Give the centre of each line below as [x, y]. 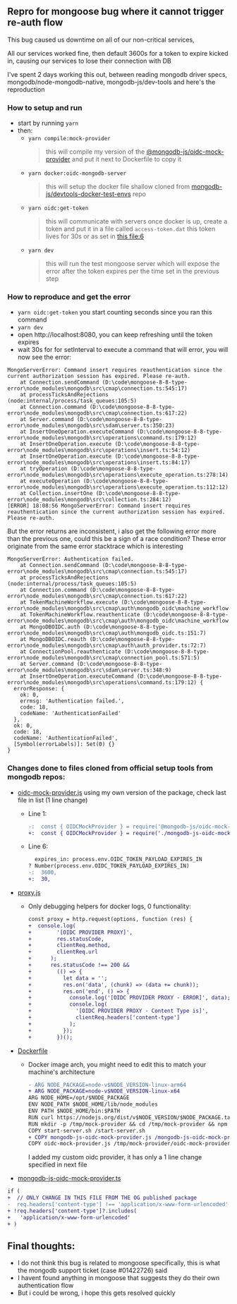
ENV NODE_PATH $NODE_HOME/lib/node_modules [93, 1104]
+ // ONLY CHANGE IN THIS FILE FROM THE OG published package [102, 1198]
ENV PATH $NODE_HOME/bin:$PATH [74, 1111]
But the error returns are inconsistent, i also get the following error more [112, 531]
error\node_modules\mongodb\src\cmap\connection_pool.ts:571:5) [104, 658]
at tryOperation [44, 469]
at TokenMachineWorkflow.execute [69, 602]
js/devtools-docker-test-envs [89, 194]
